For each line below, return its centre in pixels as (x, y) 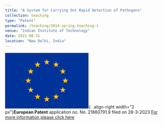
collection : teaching (27, 15)
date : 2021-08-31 (23, 36)
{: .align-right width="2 (111, 107)
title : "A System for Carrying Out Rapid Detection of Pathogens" (73, 10)
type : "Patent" (20, 20)
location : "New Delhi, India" (36, 41)
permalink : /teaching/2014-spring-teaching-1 (52, 26)
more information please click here (40, 117)
